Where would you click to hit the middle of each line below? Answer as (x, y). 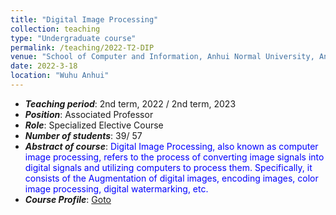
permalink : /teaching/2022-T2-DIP (82, 47)
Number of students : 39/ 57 (83, 135)
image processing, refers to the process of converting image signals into (174, 157)
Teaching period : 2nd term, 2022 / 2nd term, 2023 (130, 103)
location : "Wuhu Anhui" (60, 76)
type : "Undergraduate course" (73, 38)
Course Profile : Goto (68, 199)
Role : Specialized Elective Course (94, 125)
